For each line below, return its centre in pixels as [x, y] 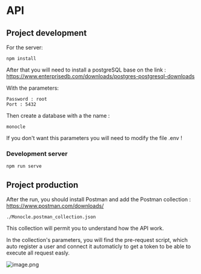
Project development [47, 33]
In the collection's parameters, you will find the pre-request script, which [97, 240]
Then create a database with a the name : [58, 115]
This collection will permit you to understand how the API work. [85, 229]
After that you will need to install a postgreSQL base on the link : [86, 70]
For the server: [25, 47]
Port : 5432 [21, 104]
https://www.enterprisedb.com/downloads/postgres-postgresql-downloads [100, 76]
